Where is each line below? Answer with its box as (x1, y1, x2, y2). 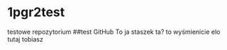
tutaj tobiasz (7, 35, 44, 43)
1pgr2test (7, 4, 65, 20)
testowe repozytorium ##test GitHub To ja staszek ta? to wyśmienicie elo (7, 27, 221, 36)
